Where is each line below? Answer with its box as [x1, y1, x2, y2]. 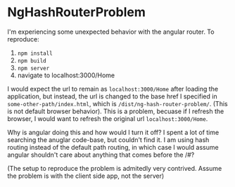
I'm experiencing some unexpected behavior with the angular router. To [7, 27, 215, 36]
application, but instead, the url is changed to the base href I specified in [7, 92, 217, 101]
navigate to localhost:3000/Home [17, 71, 115, 79]
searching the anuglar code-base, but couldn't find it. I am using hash [7, 135, 210, 144]
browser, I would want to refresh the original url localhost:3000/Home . [7, 114, 208, 123]
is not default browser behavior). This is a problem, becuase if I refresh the [7, 107, 224, 115]
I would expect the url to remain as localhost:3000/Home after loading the [7, 84, 219, 93]
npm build [17, 57, 47, 64]
